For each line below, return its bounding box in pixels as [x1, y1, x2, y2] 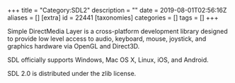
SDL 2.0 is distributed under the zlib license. [7, 70, 137, 77]
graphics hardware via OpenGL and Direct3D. [7, 42, 140, 50]
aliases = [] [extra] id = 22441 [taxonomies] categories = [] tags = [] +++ [7, 13, 219, 22]
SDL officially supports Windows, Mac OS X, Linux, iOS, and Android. [7, 56, 209, 64]
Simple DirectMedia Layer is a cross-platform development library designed [7, 27, 228, 35]
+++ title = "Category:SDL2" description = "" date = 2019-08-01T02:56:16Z [7, 6, 227, 14]
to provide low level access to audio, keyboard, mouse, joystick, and [7, 34, 207, 43]
